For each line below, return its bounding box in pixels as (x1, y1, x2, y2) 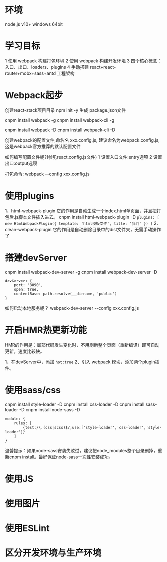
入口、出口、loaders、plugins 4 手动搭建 (5, 64, 89, 70)
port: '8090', (14, 282, 43, 287)
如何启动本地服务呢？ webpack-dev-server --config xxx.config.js (5, 305, 139, 311)
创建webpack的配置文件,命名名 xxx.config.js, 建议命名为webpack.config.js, (5, 137, 160, 143)
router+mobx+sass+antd (5, 70, 56, 76)
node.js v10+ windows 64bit (5, 21, 63, 27)
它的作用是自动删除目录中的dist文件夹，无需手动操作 (52, 226, 161, 232)
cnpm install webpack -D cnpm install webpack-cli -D (5, 127, 116, 133)
